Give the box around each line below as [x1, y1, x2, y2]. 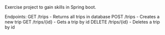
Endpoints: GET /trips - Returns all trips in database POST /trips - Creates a [4, 14, 160, 19]
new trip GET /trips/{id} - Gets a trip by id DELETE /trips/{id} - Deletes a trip [4, 19, 160, 25]
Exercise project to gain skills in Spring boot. [4, 4, 96, 10]
